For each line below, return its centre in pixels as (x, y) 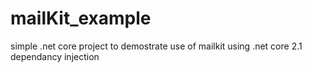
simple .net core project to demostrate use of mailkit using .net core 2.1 (156, 46)
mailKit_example (81, 18)
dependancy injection (55, 56)
